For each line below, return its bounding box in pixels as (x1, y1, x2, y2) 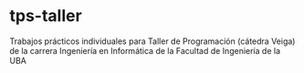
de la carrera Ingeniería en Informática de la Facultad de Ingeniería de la (9, 45, 281, 56)
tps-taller (9, 5, 82, 26)
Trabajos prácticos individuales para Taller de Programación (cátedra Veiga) (9, 36, 296, 47)
